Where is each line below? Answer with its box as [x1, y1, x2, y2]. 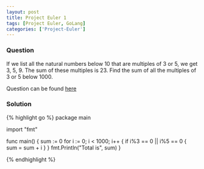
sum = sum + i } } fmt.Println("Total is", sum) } [6, 144, 121, 151]
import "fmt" [6, 126, 38, 133]
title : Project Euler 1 [6, 15, 67, 21]
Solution [6, 100, 32, 109]
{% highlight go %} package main [6, 113, 91, 121]
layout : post [6, 9, 40, 15]
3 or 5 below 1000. [6, 73, 53, 80]
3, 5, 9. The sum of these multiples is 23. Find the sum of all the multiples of [6, 67, 197, 74]
